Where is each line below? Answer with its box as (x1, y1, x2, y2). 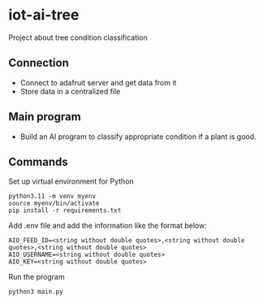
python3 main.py (8, 288, 63, 296)
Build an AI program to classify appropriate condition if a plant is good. (19, 132, 257, 141)
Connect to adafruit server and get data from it (19, 77, 177, 87)
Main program (8, 110, 81, 124)
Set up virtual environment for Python (8, 176, 134, 186)
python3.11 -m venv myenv (8, 193, 96, 201)
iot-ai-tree (8, 6, 80, 24)
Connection (8, 56, 69, 70)
